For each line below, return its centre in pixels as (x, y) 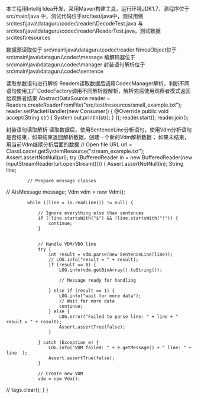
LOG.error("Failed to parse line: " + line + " (119, 317)
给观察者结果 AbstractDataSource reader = (58, 98)
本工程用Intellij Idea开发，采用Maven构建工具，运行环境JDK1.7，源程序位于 (98, 9)
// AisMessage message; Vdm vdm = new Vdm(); (66, 192)
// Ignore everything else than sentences (91, 213)
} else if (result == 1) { (82, 291)
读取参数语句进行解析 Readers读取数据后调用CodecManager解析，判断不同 (98, 83)
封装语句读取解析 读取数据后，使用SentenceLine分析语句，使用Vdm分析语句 (99, 130)
